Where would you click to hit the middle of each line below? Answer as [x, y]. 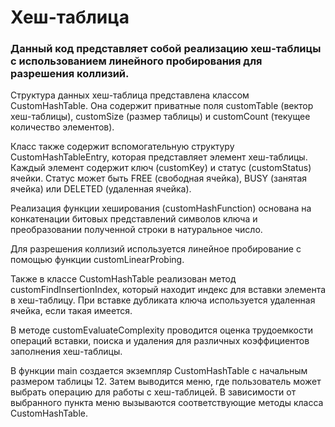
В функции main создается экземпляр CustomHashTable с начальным [159, 371]
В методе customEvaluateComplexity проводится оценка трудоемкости [161, 330]
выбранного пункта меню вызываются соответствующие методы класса [167, 403]
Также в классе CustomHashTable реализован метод [123, 279]
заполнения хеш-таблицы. [66, 352]
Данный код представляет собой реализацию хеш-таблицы [166, 49]
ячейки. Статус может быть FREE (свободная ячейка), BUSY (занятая [159, 178]
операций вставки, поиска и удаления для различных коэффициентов [160, 341]
